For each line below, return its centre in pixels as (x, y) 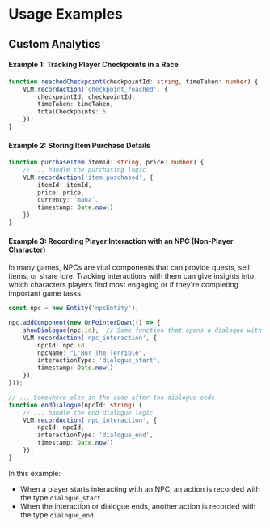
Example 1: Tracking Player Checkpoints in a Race (94, 65)
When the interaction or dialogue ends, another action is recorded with (138, 506)
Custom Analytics (55, 44)
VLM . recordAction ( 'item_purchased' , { (88, 177)
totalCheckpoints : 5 (72, 112)
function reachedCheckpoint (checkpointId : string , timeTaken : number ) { (133, 82)
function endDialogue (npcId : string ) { (76, 405)
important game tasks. (46, 293)
